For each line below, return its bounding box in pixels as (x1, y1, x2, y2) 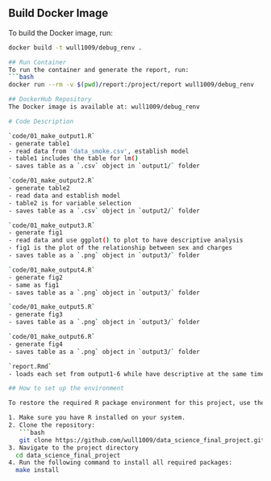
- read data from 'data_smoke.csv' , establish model (8, 147, 190, 155)
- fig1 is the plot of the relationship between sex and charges (8, 244, 232, 252)
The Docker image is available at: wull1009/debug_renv (8, 103, 200, 112)
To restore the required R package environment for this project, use (8, 399, 251, 407)
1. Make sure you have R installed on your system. (8, 414, 186, 422)
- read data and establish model (8, 192, 121, 200)
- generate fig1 (8, 229, 63, 237)
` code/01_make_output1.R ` (8, 132, 95, 140)
